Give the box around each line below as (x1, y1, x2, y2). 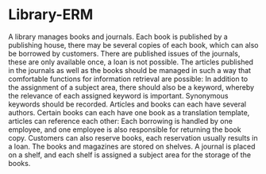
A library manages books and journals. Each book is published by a (8, 32, 228, 41)
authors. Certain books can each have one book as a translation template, (8, 107, 250, 117)
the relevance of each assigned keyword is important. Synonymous (8, 91, 229, 100)
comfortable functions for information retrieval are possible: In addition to (8, 74, 249, 83)
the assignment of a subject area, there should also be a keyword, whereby (8, 82, 255, 92)
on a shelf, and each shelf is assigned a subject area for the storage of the (8, 149, 252, 160)
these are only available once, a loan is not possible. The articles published (8, 57, 254, 67)
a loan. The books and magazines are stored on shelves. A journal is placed (8, 141, 256, 151)
